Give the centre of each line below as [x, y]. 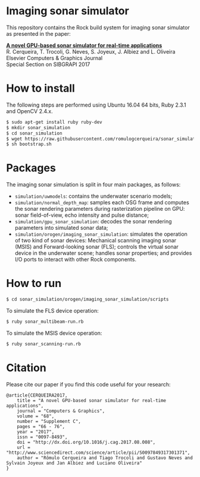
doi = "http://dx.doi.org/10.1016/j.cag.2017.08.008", [86, 442]
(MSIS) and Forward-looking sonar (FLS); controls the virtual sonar [96, 247]
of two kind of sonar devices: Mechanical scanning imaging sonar [96, 241]
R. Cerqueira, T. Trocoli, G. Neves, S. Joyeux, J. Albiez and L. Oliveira [91, 51]
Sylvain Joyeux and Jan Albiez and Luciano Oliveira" [74, 463]
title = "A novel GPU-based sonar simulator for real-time [92, 400]
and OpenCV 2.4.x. [30, 111]
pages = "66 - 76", [41, 426]
